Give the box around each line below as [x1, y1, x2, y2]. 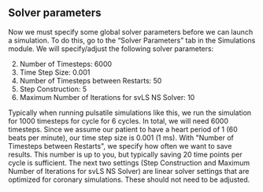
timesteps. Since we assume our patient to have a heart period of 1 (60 [8, 124, 238, 134]
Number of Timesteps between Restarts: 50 [19, 76, 162, 85]
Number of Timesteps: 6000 [19, 59, 113, 68]
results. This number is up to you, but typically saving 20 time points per [8, 150, 243, 159]
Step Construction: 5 [19, 84, 87, 94]
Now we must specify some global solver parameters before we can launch [8, 27, 254, 36]
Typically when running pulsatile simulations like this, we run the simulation [8, 108, 252, 117]
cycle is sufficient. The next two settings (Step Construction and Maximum [8, 157, 250, 168]
